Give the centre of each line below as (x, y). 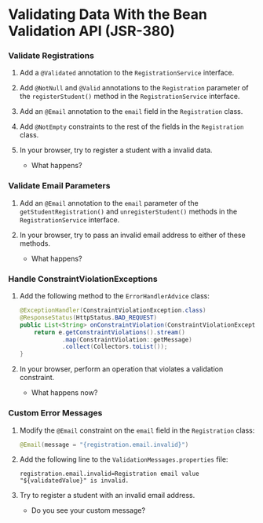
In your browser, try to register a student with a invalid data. (116, 150)
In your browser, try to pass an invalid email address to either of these (132, 235)
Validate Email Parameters (59, 186)
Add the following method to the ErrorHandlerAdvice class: (115, 296)
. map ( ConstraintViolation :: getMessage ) (127, 339)
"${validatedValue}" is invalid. (74, 481)
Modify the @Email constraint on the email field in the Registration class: (137, 430)
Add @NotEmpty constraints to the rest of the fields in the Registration (131, 126)
